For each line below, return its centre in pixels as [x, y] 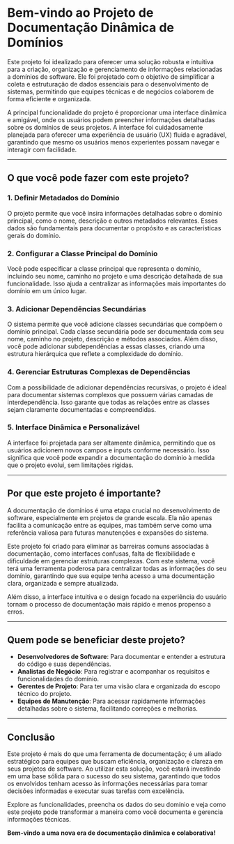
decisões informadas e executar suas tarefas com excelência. [96, 791]
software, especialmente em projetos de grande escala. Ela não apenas [110, 517]
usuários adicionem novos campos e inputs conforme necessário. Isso [109, 450]
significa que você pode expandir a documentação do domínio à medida [111, 457]
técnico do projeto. [44, 694]
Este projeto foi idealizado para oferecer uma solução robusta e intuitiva [110, 61]
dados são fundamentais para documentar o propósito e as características [114, 228]
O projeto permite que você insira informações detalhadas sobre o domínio [115, 213]
